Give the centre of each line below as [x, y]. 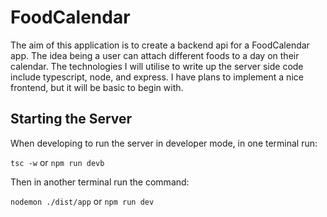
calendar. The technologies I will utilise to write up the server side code [157, 66]
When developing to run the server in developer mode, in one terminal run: [164, 143]
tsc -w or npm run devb [57, 162]
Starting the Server [71, 119]
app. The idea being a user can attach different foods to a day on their [155, 55]
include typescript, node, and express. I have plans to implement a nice [157, 77]
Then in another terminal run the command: [100, 182]
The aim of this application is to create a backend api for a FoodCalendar [160, 45]
